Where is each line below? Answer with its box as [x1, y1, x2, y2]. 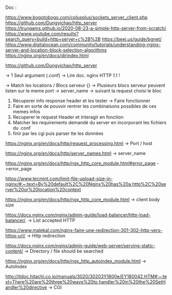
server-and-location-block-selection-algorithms [5, 47, 107, 53]
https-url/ [5, 233, 26, 239]
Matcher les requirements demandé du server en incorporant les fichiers [12, 120, 167, 125]
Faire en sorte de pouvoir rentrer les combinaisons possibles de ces [12, 103, 157, 109]
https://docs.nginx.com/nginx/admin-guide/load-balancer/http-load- [5, 212, 150, 218]
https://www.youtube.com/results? [5, 31, 79, 36]
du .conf [12, 125, 31, 131]
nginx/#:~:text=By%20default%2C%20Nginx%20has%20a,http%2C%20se [5, 181, 166, 187]
